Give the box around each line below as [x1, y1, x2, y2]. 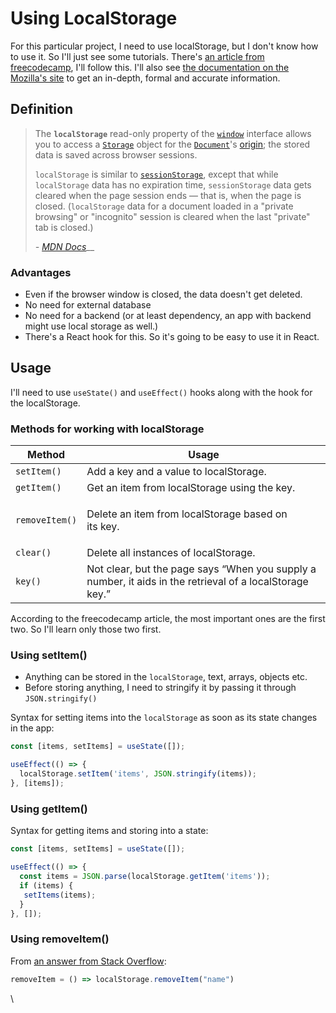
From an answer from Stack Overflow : [10, 955, 167, 967]
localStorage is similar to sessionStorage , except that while [34, 168, 279, 180]
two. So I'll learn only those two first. [10, 623, 162, 636]
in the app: [10, 722, 55, 734]
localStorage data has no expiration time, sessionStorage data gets [34, 178, 312, 191]
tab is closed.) [34, 221, 94, 233]
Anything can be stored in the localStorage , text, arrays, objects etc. [24, 671, 308, 683]
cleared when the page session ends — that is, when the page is [34, 189, 302, 201]
